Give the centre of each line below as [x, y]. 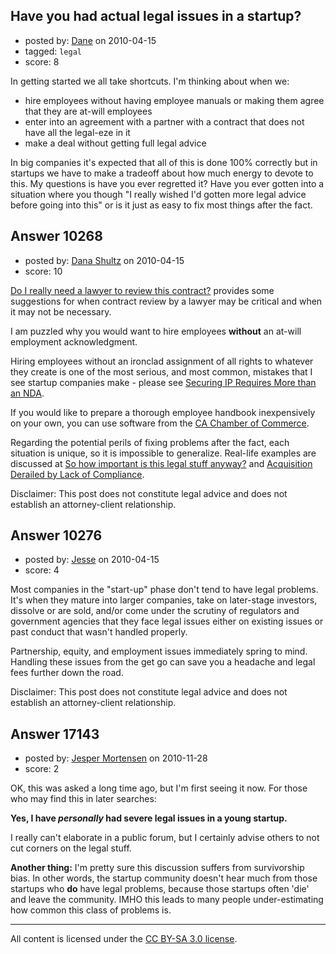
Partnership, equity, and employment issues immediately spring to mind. [159, 651]
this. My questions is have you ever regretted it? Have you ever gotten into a [167, 183]
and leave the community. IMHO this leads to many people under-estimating [167, 900]
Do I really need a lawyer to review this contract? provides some [142, 290]
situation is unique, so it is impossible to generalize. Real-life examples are [163, 453]
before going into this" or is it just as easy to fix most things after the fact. [161, 205]
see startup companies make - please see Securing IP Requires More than [163, 382]
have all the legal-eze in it [77, 132]
